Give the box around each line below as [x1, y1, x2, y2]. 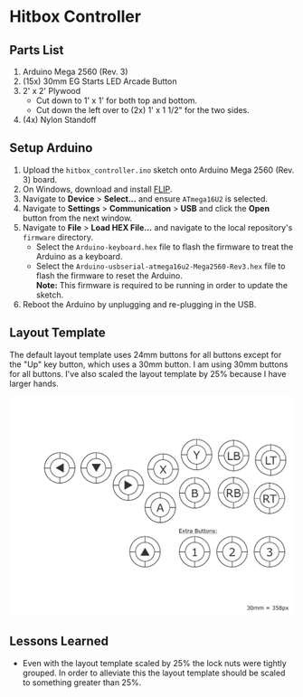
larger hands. [9, 378, 59, 389]
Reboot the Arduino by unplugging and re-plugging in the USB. [22, 298, 257, 309]
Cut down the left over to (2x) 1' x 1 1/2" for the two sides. [35, 105, 251, 115]
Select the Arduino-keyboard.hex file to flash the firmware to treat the [35, 241, 294, 252]
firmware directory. [22, 231, 93, 242]
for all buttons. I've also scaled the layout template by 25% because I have [9, 368, 287, 379]
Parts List [9, 42, 64, 58]
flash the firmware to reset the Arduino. [35, 269, 184, 281]
